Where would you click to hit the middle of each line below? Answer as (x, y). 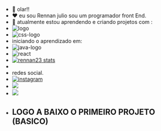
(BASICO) (30, 122)
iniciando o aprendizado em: (47, 41)
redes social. (28, 73)
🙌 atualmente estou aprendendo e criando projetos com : (82, 22)
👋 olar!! (21, 9)
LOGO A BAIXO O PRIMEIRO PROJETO (83, 112)
